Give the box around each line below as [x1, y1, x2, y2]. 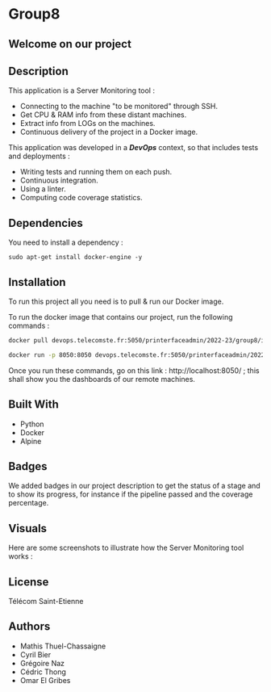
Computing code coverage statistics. [19, 193, 143, 203]
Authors [8, 619, 51, 634]
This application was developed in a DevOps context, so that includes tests [8, 143, 259, 153]
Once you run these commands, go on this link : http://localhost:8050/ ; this [8, 365, 260, 375]
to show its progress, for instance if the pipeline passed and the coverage [8, 489, 253, 499]
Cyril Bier [19, 649, 52, 659]
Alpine [19, 436, 42, 446]
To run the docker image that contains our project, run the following [8, 312, 233, 322]
